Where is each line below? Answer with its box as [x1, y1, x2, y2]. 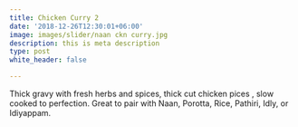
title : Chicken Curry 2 [9, 13, 100, 23]
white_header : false [9, 55, 88, 64]
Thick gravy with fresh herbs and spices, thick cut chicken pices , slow [9, 88, 274, 99]
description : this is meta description [9, 38, 160, 48]
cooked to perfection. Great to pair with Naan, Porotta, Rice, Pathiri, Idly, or [9, 98, 289, 109]
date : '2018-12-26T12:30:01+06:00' [9, 22, 144, 31]
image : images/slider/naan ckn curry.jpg [9, 30, 168, 39]
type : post [9, 47, 51, 56]
